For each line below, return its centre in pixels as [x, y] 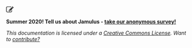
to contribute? [23, 39]
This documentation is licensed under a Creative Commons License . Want [96, 33]
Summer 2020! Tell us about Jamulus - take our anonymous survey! [91, 22]
